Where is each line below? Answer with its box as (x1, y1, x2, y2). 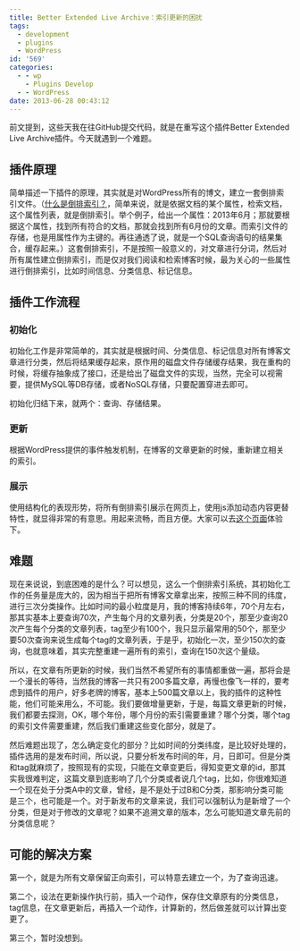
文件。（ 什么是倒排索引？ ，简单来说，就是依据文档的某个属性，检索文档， (16, 199, 287, 209)
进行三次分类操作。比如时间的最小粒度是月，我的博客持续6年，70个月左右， (9, 601, 290, 612)
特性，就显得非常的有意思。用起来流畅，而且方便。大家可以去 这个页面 (9, 514, 268, 524)
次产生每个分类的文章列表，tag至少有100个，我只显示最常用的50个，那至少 (9, 624, 287, 634)
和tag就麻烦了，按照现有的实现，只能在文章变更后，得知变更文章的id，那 (9, 762, 279, 773)
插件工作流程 (9, 294, 80, 310)
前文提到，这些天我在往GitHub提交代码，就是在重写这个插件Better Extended (9, 122, 290, 132)
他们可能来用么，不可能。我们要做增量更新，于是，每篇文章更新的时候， (24, 699, 291, 709)
